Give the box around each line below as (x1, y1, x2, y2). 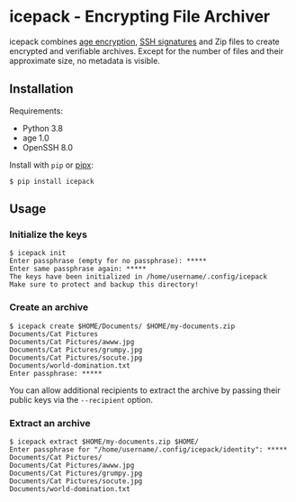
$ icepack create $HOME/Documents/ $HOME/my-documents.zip (9, 322, 236, 331)
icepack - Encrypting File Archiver (9, 6, 271, 27)
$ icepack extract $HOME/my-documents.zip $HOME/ (9, 437, 200, 447)
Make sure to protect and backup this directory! (9, 280, 200, 289)
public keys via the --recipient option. (9, 394, 153, 405)
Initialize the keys (9, 228, 88, 241)
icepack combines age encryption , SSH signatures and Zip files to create (9, 36, 281, 47)
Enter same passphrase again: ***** (9, 264, 147, 274)
